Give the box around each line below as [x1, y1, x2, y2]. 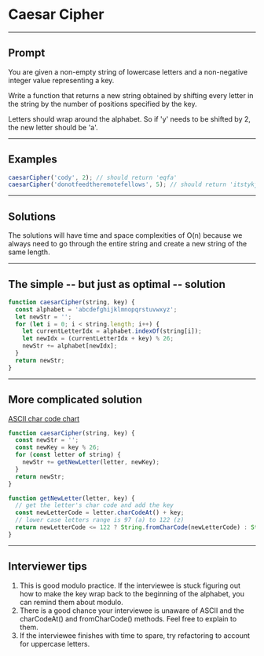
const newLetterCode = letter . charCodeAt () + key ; [15, 508, 185, 517]
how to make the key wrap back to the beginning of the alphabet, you [19, 589, 245, 598]
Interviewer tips [8, 559, 88, 574]
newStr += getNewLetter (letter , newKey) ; [22, 458, 159, 466]
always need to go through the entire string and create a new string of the [8, 239, 247, 249]
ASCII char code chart [8, 414, 80, 423]
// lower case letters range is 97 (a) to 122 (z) [15, 516, 185, 524]
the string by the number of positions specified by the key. [8, 99, 197, 108]
